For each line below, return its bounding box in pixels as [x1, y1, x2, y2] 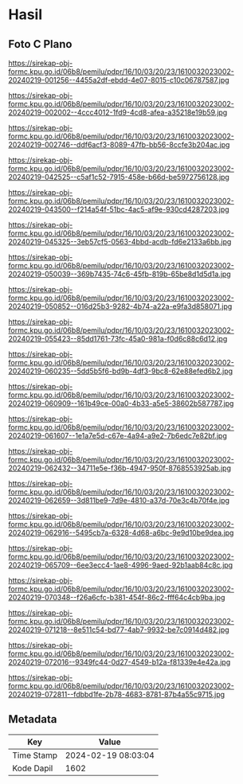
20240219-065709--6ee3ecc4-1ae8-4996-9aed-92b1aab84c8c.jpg [8, 560, 233, 570]
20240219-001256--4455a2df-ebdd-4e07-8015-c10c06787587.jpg [8, 76, 229, 84]
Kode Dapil [12, 763, 53, 774]
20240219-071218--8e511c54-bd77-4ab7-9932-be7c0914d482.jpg [8, 625, 229, 634]
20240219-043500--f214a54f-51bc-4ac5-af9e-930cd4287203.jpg [8, 205, 229, 214]
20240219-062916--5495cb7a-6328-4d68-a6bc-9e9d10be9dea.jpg [8, 528, 234, 537]
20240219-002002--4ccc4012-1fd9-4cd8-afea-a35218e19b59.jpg [8, 107, 228, 117]
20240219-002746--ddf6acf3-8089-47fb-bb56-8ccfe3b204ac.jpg [8, 140, 230, 149]
